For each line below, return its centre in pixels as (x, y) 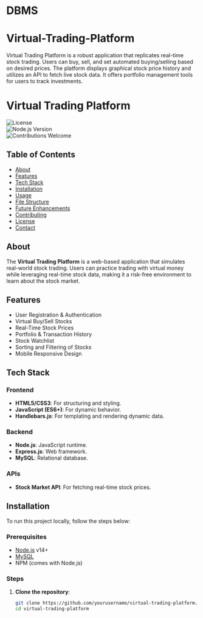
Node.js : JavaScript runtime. (51, 445)
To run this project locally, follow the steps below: (68, 521)
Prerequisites (26, 536)
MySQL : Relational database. (51, 458)
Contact (25, 227)
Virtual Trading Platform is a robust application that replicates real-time (95, 55)
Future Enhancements (43, 208)
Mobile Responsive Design (48, 353)
